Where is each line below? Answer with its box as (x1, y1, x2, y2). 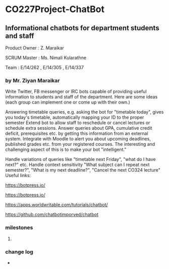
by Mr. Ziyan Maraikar (5, 77, 60, 84)
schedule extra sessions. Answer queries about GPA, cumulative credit (5, 125, 152, 131)
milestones (5, 224, 33, 231)
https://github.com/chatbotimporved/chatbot (5, 211, 98, 218)
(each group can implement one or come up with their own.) (5, 99, 130, 105)
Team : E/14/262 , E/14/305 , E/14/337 (5, 65, 84, 70)
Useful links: (5, 173, 31, 179)
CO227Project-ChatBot (5, 4, 105, 15)
